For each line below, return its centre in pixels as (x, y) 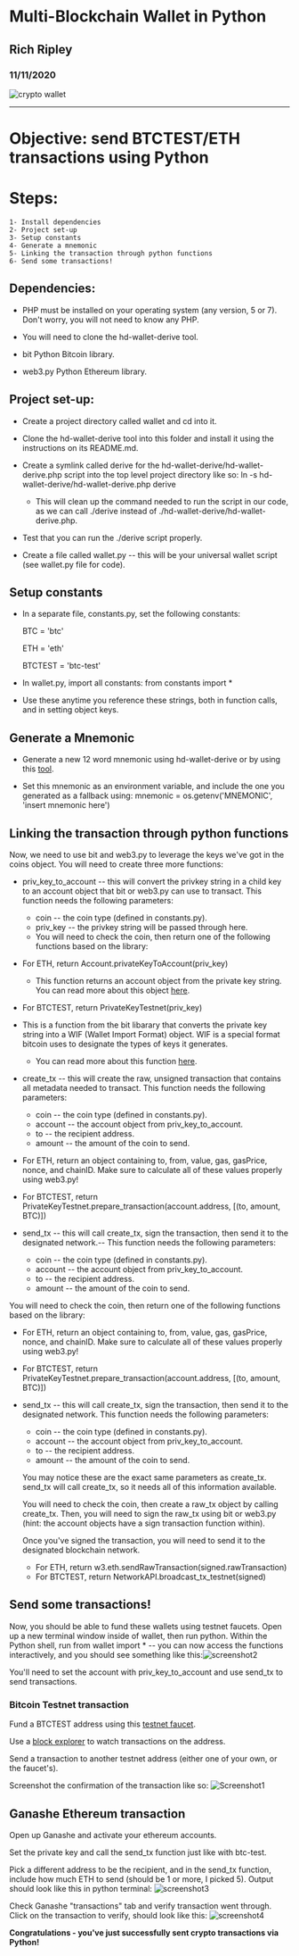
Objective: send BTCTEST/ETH (125, 139)
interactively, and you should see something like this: (106, 1654)
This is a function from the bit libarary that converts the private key (145, 1025)
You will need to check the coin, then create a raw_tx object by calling (150, 1504)
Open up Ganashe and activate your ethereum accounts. (113, 1835)
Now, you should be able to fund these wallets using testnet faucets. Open (145, 1626)
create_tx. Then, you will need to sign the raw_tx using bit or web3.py (149, 1514)
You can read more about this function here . (116, 1061)
